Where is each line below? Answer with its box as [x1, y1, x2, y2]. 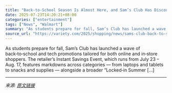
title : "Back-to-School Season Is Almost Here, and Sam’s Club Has [5, 7, 153, 13]
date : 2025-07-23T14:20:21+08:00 [5, 12, 77, 17]
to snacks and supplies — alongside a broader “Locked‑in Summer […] [5, 67, 155, 73]
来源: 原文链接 [5, 82, 35, 88]
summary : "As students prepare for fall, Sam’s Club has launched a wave [5, 27, 166, 32]
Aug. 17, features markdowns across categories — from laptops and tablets [5, 62, 164, 67]
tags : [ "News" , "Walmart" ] [5, 21, 63, 27]
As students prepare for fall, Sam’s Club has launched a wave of [5, 45, 140, 51]
